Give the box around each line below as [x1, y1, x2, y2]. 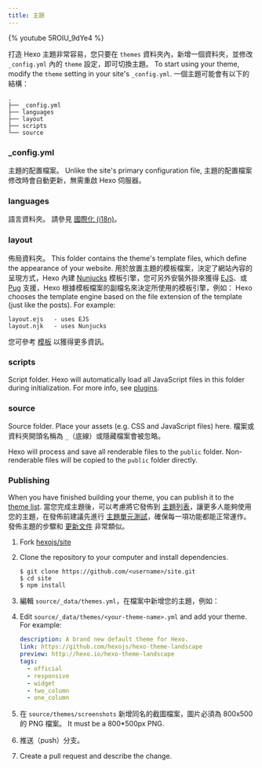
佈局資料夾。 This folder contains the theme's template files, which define [8, 253, 247, 263]
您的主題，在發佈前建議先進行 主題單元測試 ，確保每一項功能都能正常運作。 [8, 512, 251, 521]
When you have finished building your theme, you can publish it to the [8, 492, 235, 503]
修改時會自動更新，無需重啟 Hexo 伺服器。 [8, 175, 146, 185]
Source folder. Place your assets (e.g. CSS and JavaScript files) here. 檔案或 [8, 422, 255, 431]
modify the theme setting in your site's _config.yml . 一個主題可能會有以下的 [8, 68, 249, 79]
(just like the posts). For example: [8, 300, 116, 309]
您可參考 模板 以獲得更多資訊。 [8, 337, 108, 346]
